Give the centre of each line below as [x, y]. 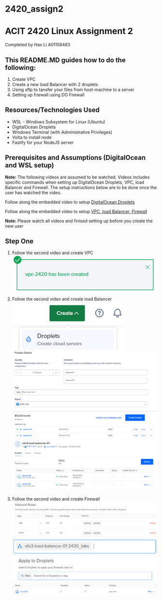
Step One [19, 241]
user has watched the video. [33, 193]
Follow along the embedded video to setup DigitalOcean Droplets [70, 202]
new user [14, 226]
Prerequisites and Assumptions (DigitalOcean [75, 158]
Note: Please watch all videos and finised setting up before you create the [79, 221]
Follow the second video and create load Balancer [62, 299]
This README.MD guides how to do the [65, 60]
